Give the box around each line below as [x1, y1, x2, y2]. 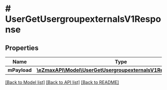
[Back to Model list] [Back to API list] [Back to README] [5, 80, 119, 85]
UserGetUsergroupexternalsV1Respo [5, 13, 162, 25]
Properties [5, 44, 39, 52]
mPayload [7, 67, 32, 73]
